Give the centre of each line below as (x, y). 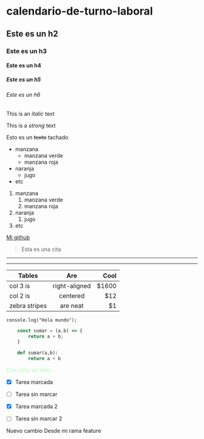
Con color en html (29, 370)
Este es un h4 (24, 66)
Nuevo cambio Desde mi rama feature (54, 431)
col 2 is (20, 295)
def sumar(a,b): (38, 353)
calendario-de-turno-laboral (80, 11)
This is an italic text (30, 113)
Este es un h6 (23, 95)
